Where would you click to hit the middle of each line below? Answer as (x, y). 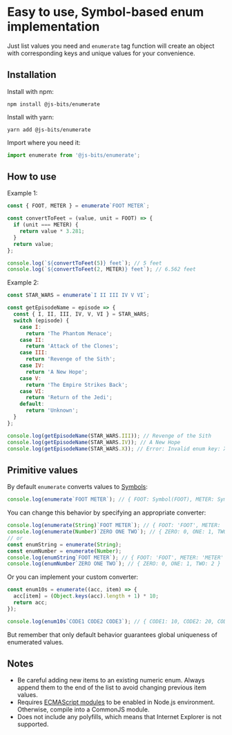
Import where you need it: (44, 142)
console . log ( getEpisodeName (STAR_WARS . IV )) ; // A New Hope (94, 442)
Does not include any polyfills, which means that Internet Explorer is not (119, 717)
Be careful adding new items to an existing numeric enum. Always (111, 680)
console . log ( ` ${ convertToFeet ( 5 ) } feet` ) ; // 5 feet (85, 263)
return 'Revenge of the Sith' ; (70, 359)
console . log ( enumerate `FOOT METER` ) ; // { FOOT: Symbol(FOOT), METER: (111, 499)
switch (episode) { (41, 321)
